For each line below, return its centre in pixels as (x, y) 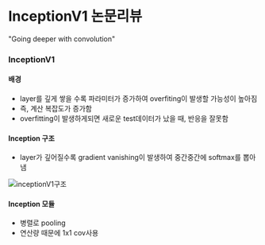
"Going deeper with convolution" (62, 39)
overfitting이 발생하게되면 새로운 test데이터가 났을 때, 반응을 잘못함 (124, 119)
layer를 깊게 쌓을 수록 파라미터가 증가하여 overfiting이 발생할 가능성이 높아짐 (138, 99)
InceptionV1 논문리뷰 (75, 16)
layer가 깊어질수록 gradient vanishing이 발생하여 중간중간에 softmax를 (131, 157)
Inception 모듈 (32, 204)
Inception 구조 (32, 138)
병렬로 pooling (42, 223)
